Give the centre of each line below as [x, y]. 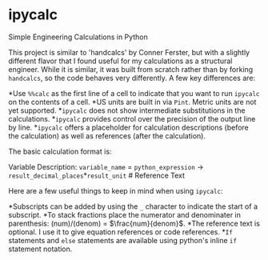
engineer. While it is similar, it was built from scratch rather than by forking [131, 69]
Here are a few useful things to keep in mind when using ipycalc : [116, 190]
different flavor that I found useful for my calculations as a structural [120, 61]
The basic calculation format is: [60, 151]
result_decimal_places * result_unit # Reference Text [97, 175]
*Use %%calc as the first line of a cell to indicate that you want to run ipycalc [134, 93]
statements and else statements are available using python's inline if [123, 240]
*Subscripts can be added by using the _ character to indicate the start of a [133, 206]
